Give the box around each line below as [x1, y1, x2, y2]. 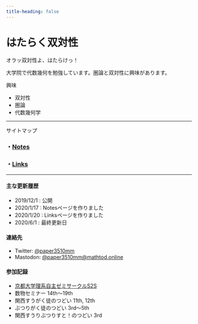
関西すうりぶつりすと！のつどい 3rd [14, 312, 102, 319]
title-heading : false [6, 8, 60, 15]
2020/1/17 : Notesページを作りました [14, 204, 104, 211]
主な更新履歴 [6, 183, 39, 190]
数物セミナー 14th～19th [14, 290, 73, 297]
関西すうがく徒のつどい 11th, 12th [14, 297, 95, 304]
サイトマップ [6, 127, 37, 134]
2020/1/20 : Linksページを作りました [14, 211, 104, 219]
